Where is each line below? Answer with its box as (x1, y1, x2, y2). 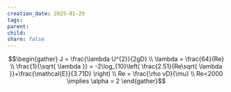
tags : (7, 17, 23, 24)
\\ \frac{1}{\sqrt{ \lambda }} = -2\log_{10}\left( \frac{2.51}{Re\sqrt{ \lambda (10, 62, 223, 71)
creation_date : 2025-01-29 (7, 10, 85, 17)
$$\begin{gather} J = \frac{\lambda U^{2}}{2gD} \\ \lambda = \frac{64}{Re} (8, 55, 225, 63)
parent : (7, 23, 30, 30)
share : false (7, 36, 45, 43)
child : (7, 29, 26, 37)
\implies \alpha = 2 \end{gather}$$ (66, 77, 166, 85)
